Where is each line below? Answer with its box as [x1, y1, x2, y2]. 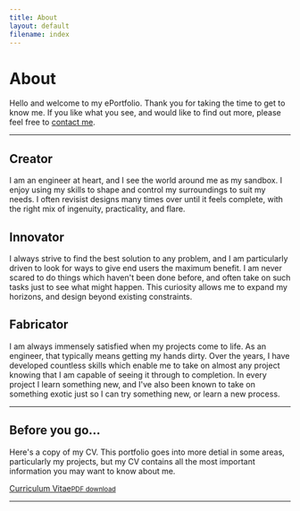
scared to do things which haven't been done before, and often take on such [9, 272, 291, 283]
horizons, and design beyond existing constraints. [9, 291, 193, 302]
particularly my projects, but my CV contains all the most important [9, 456, 256, 466]
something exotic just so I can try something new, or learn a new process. [9, 388, 280, 399]
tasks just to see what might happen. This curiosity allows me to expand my [9, 281, 288, 292]
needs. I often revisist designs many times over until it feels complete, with [9, 194, 284, 205]
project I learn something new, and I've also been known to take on [9, 379, 256, 389]
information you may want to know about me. [9, 465, 176, 476]
